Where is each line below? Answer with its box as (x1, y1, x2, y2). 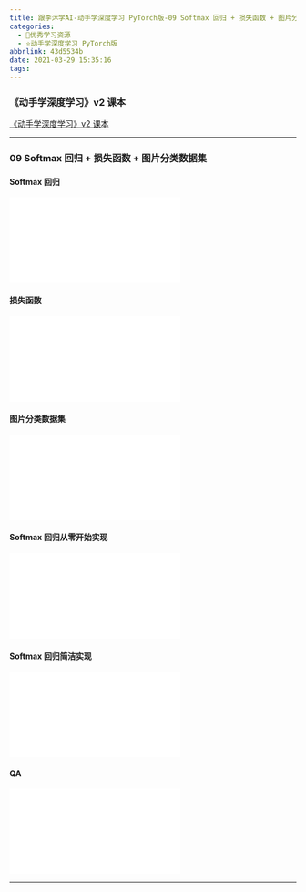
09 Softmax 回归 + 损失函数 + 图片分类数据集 (9, 152, 208, 165)
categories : (9, 22, 55, 31)
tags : (9, 65, 30, 74)
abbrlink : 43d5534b (9, 47, 84, 56)
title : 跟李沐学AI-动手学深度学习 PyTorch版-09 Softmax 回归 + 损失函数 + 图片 (9, 13, 292, 23)
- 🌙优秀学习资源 (17, 30, 71, 39)
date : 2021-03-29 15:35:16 (9, 56, 112, 65)
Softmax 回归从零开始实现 (9, 532, 108, 543)
